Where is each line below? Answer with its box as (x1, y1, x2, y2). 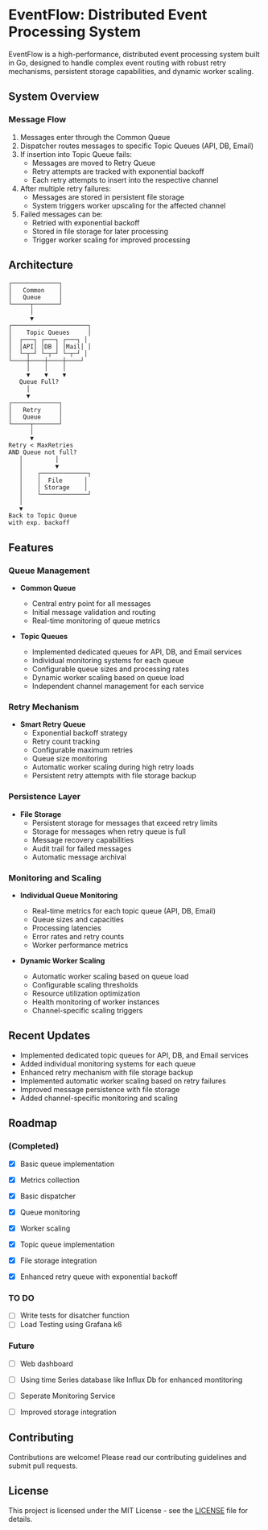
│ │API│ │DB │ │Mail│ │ (8, 343, 92, 351)
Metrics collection (19, 1175, 80, 1185)
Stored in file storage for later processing (31, 226, 169, 236)
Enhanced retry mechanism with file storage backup (19, 1067, 194, 1077)
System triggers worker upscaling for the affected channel (31, 200, 226, 210)
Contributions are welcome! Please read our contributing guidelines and (8, 1452, 247, 1462)
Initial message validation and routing (31, 608, 156, 617)
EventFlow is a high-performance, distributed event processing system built (8, 49, 260, 59)
